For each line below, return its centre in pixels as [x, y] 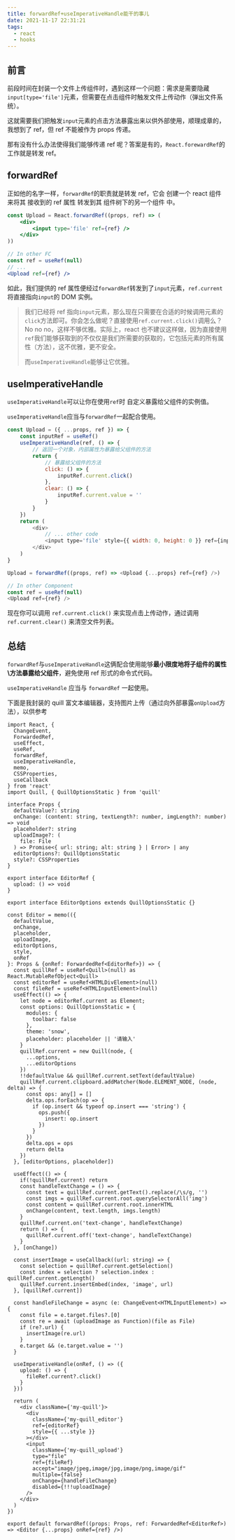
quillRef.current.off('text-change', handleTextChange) [109, 1236]
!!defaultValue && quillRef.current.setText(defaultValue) [108, 1076]
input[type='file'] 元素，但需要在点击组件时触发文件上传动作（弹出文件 [112, 97]
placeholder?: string [45, 829]
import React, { [31, 725]
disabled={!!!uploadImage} [72, 1487]
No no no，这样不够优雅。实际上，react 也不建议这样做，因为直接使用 [126, 329]
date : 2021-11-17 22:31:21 [47, 20]
